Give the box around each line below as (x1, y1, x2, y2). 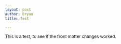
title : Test (5, 16, 29, 21)
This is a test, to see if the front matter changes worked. (5, 33, 117, 39)
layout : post (5, 7, 31, 12)
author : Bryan (5, 12, 34, 16)
